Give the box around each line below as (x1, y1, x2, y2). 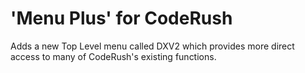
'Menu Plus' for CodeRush (10, 7, 233, 30)
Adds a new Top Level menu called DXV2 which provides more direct (10, 40, 295, 52)
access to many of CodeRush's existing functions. (10, 50, 217, 62)
